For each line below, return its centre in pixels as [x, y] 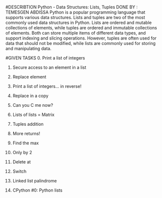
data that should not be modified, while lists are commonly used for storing [81, 43]
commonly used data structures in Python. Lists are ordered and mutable [79, 22]
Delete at [22, 162]
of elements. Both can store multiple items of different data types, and [76, 33]
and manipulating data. [28, 49]
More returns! [26, 133]
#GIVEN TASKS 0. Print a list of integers [45, 58]
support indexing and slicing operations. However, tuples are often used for [81, 38]
